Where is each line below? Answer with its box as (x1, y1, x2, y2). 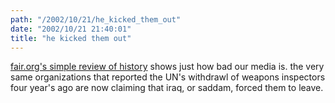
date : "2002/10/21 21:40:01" (10, 24, 132, 34)
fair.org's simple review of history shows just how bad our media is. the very (10, 61, 325, 73)
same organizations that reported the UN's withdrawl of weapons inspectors (10, 71, 326, 83)
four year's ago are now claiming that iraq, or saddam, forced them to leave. (10, 82, 324, 94)
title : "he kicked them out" (10, 33, 132, 43)
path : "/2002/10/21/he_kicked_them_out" (10, 14, 182, 25)
